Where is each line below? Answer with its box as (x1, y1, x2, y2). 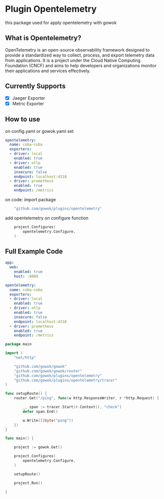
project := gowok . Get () (14, 445, 63, 450)
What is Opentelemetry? (5, 34, 82, 42)
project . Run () (14, 480, 43, 485)
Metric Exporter (12, 101, 44, 106)
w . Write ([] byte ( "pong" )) (23, 418, 74, 423)
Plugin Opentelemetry (5, 3, 97, 15)
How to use (5, 115, 40, 124)
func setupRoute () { (5, 391, 48, 396)
